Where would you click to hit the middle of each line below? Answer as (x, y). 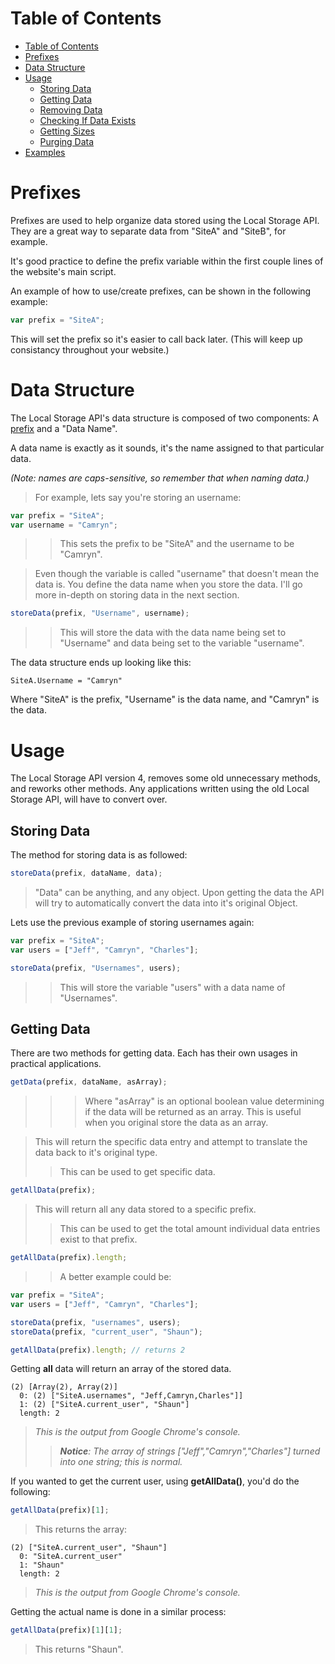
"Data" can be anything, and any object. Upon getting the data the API (179, 892)
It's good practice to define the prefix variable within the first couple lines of (167, 261)
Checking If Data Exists (88, 120)
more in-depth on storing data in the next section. (137, 595)
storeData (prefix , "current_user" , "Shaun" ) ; (106, 1332)
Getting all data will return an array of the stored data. (121, 1369)
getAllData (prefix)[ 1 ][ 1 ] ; (66, 1630)
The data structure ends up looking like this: (101, 663)
